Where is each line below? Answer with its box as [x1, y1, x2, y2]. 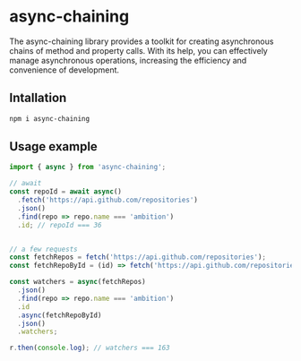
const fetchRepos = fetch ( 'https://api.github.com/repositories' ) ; [9, 253, 267, 262]
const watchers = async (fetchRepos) [9, 278, 146, 287]
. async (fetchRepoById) [17, 311, 102, 320]
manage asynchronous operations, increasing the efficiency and [9, 55, 247, 65]
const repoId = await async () [9, 187, 123, 196]
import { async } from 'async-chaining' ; [9, 163, 167, 172]
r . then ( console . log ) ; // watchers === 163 [9, 343, 170, 353]
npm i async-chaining [9, 114, 90, 123]
